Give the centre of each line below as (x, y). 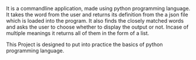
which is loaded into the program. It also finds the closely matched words (95, 21)
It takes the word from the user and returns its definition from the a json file (97, 15)
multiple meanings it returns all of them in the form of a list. (78, 33)
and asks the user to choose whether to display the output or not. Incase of (97, 27)
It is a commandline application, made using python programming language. (98, 8)
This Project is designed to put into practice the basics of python (84, 44)
